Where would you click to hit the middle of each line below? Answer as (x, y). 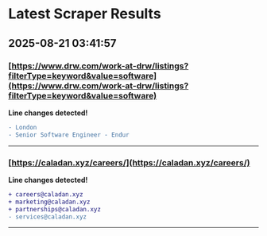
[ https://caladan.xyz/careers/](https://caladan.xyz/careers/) (129, 162)
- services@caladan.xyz (48, 217)
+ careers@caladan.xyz (46, 194)
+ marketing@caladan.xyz (49, 202)
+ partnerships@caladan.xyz (55, 209)
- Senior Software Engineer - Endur (69, 135)
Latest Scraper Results (85, 14)
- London (23, 127)
